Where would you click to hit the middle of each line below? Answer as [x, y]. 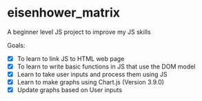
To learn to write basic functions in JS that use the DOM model [106, 66]
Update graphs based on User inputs [70, 90]
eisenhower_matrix [64, 13]
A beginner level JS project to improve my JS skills [79, 32]
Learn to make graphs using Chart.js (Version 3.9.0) [90, 82]
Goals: [16, 45]
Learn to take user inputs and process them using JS [92, 75]
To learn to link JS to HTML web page [71, 58]
